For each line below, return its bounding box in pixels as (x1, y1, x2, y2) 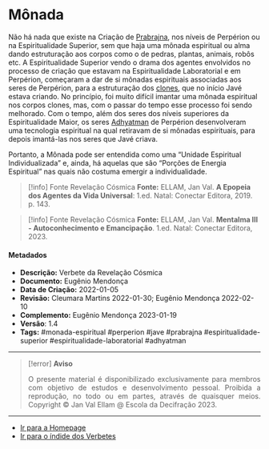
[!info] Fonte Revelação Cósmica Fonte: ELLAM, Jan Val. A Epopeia (27, 182, 251, 191)
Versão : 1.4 (19, 319, 58, 329)
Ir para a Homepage (19, 423, 86, 433)
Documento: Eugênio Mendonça (19, 276, 129, 286)
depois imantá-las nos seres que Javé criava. (8, 134, 159, 143)
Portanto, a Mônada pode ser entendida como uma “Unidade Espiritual (8, 150, 242, 159)
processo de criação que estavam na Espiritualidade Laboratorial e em (8, 66, 242, 75)
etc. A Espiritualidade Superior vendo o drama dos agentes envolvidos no (8, 58, 251, 67)
